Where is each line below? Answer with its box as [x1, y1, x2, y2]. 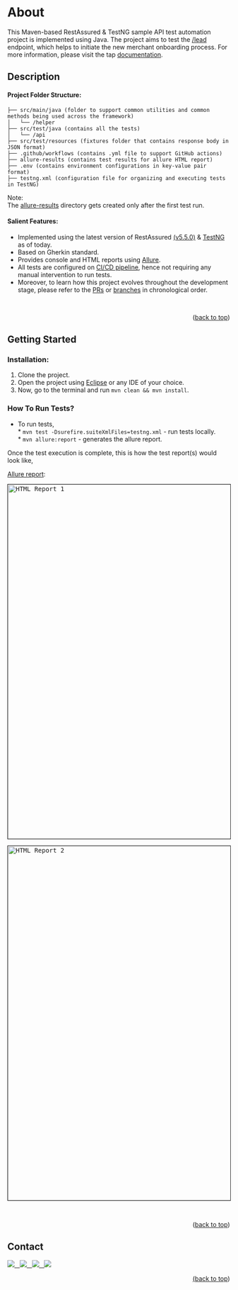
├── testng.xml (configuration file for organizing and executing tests [7, 174, 226, 181]
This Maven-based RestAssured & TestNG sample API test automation [7, 28, 211, 36]
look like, [7, 456, 34, 464]
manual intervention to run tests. [17, 270, 112, 279]
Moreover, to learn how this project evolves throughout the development [17, 278, 228, 286]
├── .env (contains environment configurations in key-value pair [7, 162, 207, 169]
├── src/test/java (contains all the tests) [7, 125, 141, 132]
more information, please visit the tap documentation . [7, 50, 164, 59]
